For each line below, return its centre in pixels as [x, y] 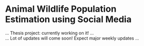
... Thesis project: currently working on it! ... [49, 33]
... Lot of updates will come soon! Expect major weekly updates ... [72, 38]
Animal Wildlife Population [61, 9]
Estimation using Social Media [69, 19]
